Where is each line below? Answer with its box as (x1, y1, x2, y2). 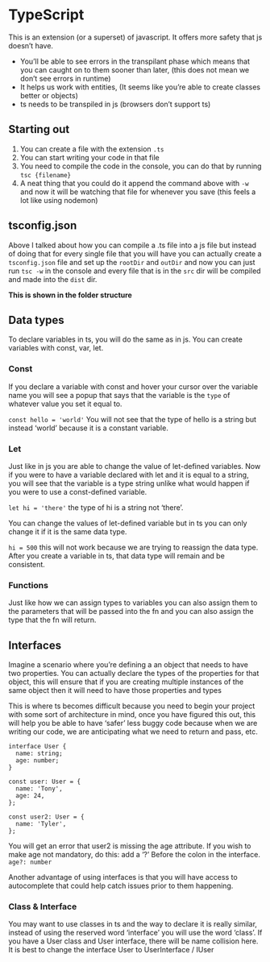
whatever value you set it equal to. (8, 399, 123, 408)
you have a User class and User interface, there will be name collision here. (8, 936, 259, 946)
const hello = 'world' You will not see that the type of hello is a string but (8, 414, 256, 424)
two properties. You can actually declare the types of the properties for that (8, 669, 260, 678)
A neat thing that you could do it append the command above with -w (19, 178, 249, 188)
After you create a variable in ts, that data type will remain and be (8, 550, 226, 561)
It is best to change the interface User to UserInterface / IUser (8, 945, 214, 955)
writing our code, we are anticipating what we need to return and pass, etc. (8, 727, 258, 736)
